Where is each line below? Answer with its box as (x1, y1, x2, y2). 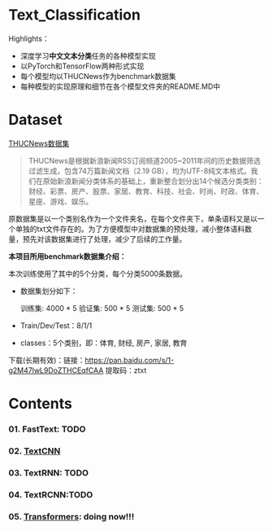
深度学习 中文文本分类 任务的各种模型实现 (19, 50, 156, 60)
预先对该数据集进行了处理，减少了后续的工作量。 (22, 234, 187, 243)
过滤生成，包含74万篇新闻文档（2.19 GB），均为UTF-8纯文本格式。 (28, 165, 252, 176)
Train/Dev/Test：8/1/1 (19, 320, 93, 331)
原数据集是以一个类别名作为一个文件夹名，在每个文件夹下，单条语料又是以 (8, 213, 258, 223)
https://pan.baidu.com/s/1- (84, 355, 175, 365)
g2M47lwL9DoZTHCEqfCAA (8, 365, 104, 375)
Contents (8, 395, 73, 413)
